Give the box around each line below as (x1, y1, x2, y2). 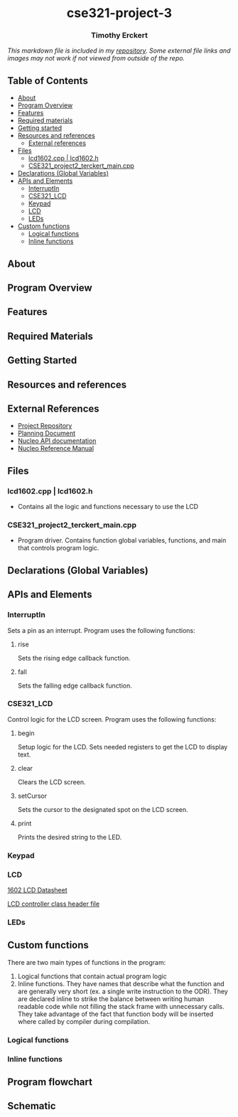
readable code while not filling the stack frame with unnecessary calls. (17, 1002, 225, 1010)
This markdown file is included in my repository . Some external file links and (7, 46, 231, 55)
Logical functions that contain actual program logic (17, 972, 167, 980)
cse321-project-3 (66, 5, 173, 21)
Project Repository (17, 422, 72, 430)
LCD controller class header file (7, 899, 100, 908)
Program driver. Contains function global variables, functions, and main (17, 536, 227, 545)
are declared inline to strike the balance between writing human (17, 994, 205, 1003)
